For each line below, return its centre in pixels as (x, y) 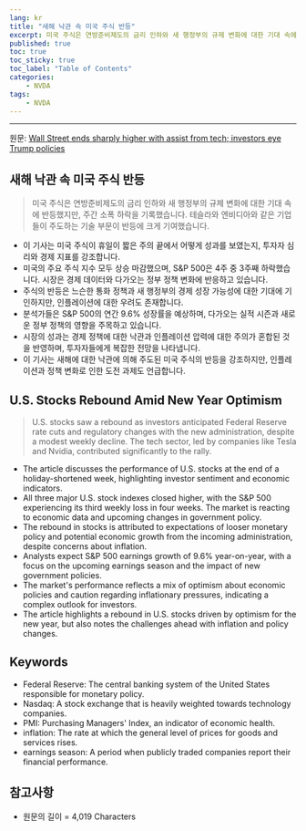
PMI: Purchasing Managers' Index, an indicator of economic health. (149, 722)
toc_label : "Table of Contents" (71, 69)
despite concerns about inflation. (85, 546)
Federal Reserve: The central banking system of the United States (146, 684)
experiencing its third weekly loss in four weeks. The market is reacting (156, 508)
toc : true (28, 52)
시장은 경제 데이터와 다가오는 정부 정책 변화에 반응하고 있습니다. (155, 280)
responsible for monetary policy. (83, 693)
